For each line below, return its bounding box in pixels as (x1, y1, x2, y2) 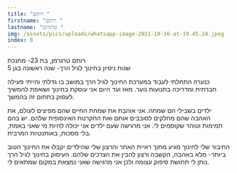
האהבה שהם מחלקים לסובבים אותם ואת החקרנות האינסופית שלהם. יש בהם (7, 114, 211, 123)
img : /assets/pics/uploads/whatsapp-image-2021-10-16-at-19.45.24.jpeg (7, 30, 224, 38)
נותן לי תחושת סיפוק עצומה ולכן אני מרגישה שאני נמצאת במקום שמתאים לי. (7, 157, 210, 167)
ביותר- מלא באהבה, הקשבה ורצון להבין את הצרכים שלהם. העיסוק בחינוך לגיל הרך (7, 150, 226, 159)
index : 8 (7, 37, 33, 44)
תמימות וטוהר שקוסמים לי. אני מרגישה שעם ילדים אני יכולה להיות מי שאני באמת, (7, 121, 223, 130)
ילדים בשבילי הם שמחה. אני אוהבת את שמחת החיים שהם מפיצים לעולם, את (7, 106, 212, 115)
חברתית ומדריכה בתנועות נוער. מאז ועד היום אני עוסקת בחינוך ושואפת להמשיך (7, 85, 217, 94)
